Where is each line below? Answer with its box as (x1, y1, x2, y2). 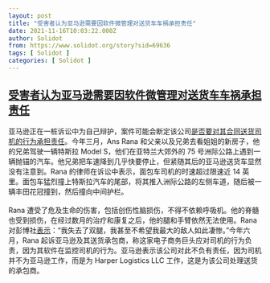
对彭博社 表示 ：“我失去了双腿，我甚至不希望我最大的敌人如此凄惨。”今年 (8, 225, 243, 235)
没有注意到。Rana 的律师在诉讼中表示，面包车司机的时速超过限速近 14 (8, 166, 241, 176)
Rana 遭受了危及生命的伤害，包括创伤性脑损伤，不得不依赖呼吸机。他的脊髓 (8, 205, 260, 215)
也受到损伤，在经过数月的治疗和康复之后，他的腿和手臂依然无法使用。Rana (8, 215, 257, 225)
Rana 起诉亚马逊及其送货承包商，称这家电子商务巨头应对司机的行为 (22, 235, 245, 245)
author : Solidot (8, 34, 63, 43)
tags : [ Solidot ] (8, 49, 70, 57)
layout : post (8, 11, 52, 20)
